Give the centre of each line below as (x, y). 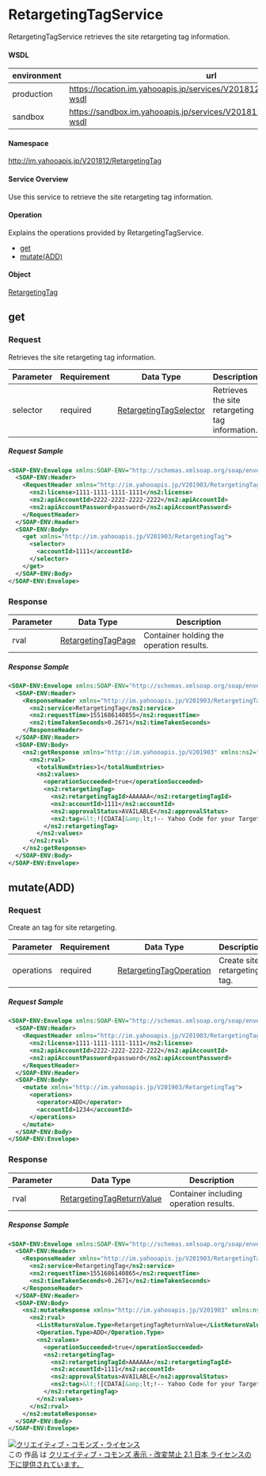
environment (37, 75)
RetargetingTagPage (98, 640)
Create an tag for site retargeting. (63, 927)
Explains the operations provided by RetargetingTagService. (106, 233)
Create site (239, 961)
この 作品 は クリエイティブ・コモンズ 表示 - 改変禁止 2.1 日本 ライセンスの (130, 1455)
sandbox (28, 117)
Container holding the (184, 635)
